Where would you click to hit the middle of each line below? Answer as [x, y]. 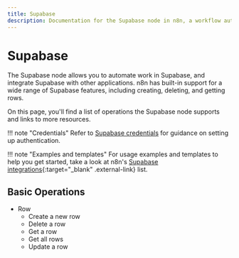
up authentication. [34, 141]
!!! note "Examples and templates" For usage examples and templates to [113, 154]
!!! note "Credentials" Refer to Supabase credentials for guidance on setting [118, 133]
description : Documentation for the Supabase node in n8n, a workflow [114, 21]
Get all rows [46, 240]
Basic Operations [46, 192]
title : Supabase [31, 14]
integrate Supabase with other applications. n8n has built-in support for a [115, 83]
